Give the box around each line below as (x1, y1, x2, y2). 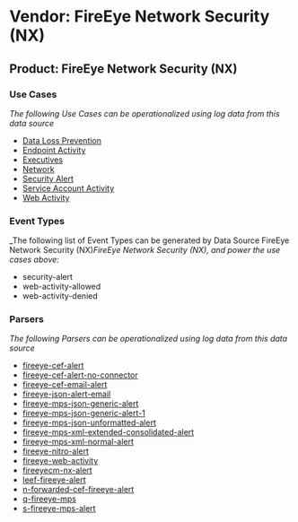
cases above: (9, 254, 60, 265)
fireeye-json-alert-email (22, 388, 111, 400)
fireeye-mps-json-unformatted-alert (22, 417, 157, 428)
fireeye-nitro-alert (22, 446, 90, 457)
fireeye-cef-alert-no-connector (22, 370, 138, 380)
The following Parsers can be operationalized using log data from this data (9, 334, 288, 344)
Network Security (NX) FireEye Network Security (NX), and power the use (9, 245, 281, 256)
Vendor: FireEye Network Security (9, 6, 270, 27)
